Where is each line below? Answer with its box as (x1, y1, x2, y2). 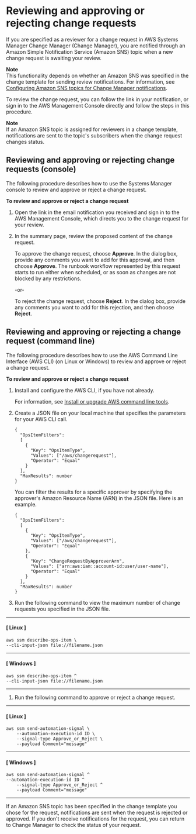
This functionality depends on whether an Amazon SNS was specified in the (6, 72, 189, 79)
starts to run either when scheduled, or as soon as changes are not (14, 268, 176, 275)
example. (14, 501, 37, 508)
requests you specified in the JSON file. (14, 605, 111, 612)
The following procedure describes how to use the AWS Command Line (6, 351, 178, 359)
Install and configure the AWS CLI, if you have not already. (14, 387, 155, 394)
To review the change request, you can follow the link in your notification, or (6, 95, 189, 103)
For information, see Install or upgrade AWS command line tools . (14, 398, 170, 405)
